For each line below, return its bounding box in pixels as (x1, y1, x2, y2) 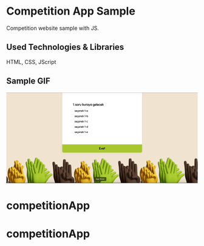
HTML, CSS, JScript (6, 58, 56, 65)
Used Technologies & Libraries (6, 42, 124, 52)
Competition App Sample (6, 4, 135, 18)
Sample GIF (6, 76, 50, 86)
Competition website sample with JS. (6, 24, 99, 32)
